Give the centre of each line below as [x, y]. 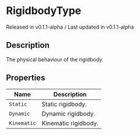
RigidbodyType [44, 11]
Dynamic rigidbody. [69, 113]
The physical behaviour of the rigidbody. [55, 59]
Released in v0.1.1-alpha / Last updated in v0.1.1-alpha [70, 27]
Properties [26, 78]
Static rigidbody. [64, 104]
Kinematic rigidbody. [70, 123]
